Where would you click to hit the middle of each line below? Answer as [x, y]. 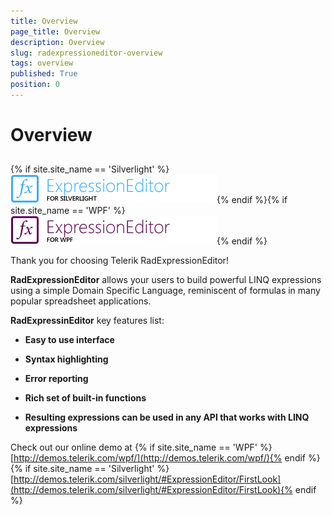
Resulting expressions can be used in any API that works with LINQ [167, 417]
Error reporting [56, 379]
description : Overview [57, 42]
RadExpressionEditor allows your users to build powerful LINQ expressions [166, 280]
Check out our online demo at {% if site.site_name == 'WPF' [134, 447]
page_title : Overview [55, 31]
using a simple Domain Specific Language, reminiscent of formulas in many [165, 291]
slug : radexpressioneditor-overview [86, 53]
